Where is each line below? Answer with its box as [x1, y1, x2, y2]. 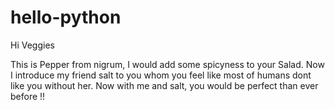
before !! [10, 90, 46, 102]
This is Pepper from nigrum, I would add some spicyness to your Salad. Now [10, 58, 325, 70]
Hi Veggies [10, 39, 55, 51]
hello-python [10, 6, 122, 29]
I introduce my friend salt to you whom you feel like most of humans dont [10, 69, 312, 81]
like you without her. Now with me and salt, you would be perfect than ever [10, 79, 319, 91]
